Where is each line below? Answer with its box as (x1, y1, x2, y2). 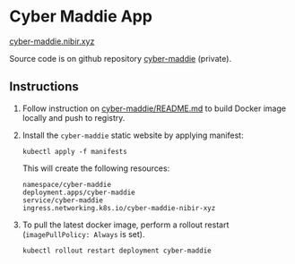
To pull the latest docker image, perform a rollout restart (22, 219, 230, 230)
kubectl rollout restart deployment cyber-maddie (22, 246, 213, 255)
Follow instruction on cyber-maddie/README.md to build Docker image (22, 103, 287, 114)
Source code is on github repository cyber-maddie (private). (9, 53, 231, 64)
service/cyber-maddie (22, 195, 103, 205)
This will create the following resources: (22, 163, 170, 174)
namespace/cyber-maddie (22, 180, 112, 189)
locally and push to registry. (22, 112, 126, 123)
